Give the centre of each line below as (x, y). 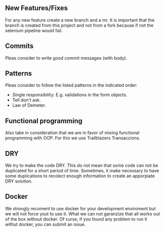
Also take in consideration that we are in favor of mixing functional (72, 133)
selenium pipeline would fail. (34, 30)
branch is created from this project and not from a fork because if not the (79, 25)
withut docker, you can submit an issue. (45, 224)
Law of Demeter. (29, 105)
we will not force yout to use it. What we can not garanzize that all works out (82, 214)
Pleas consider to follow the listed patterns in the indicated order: (71, 85)
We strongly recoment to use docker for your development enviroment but (81, 208)
